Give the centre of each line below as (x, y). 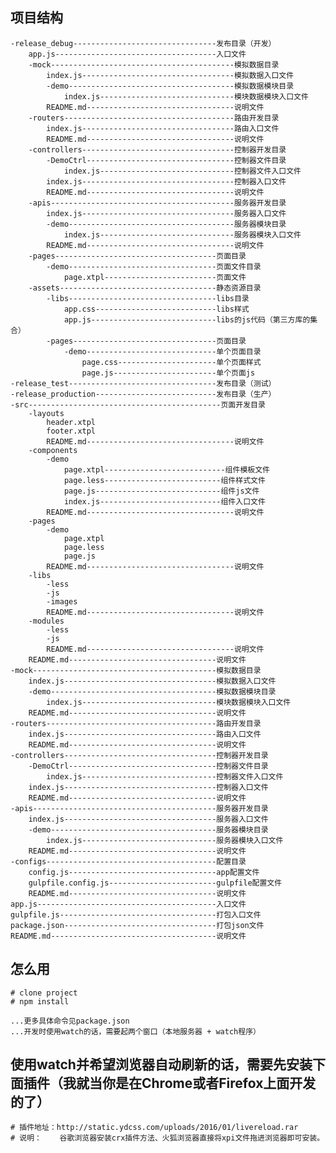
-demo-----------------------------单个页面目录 (162, 351)
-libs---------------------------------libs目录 (148, 298)
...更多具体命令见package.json (70, 1021)
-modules (46, 621)
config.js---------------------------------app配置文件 (144, 872)
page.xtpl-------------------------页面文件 (155, 277)
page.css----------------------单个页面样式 (171, 362)
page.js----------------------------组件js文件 (161, 491)
